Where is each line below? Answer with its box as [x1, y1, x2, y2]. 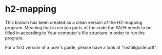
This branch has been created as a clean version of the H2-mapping [5, 19, 142, 25]
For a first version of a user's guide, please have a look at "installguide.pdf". [5, 44, 158, 50]
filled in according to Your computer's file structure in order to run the [5, 30, 145, 36]
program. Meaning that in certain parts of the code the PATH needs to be [5, 24, 152, 30]
